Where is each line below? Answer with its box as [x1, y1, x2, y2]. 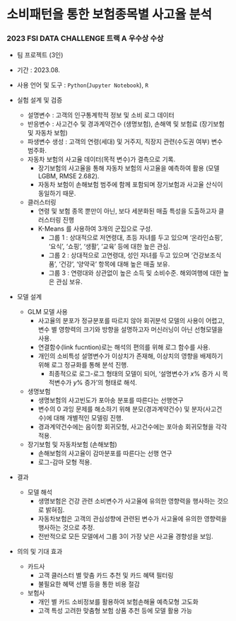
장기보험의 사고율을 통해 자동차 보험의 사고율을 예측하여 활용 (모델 [37, 164, 220, 173]
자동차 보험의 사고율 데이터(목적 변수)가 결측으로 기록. [27, 155, 176, 163]
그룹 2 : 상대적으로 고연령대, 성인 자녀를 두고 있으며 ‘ [48, 251, 194, 260]
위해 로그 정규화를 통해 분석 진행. [37, 361, 129, 369]
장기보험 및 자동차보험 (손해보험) [27, 440, 117, 449]
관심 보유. [56, 277, 83, 286]
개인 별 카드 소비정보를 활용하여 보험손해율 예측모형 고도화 [37, 598, 199, 606]
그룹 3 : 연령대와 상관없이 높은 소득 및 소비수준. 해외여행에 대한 [48, 269, 222, 277]
